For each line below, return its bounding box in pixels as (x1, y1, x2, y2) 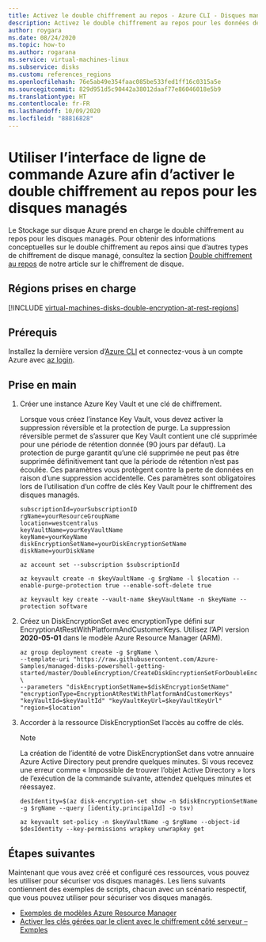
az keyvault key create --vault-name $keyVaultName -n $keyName (19, 595, 237, 604)
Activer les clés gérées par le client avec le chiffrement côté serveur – (19, 917, 248, 926)
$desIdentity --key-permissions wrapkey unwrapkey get (19, 825, 205, 834)
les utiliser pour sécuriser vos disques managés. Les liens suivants (8, 876, 226, 886)
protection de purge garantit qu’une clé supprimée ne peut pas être (19, 448, 240, 458)
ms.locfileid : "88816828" (8, 115, 93, 123)
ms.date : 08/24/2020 (8, 33, 77, 42)
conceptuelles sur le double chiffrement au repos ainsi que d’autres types (8, 242, 249, 252)
